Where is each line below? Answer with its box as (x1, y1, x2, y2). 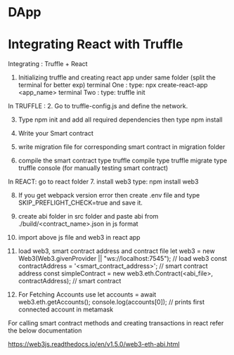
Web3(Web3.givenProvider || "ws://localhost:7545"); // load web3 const (18, 254, 228, 263)
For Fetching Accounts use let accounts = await (18, 290, 157, 299)
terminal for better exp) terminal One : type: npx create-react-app (18, 81, 208, 89)
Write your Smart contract (18, 129, 93, 138)
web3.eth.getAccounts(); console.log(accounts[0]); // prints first (18, 298, 205, 306)
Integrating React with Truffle (8, 37, 183, 53)
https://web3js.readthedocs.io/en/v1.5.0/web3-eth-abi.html (8, 340, 180, 349)
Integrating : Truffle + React (8, 60, 88, 68)
